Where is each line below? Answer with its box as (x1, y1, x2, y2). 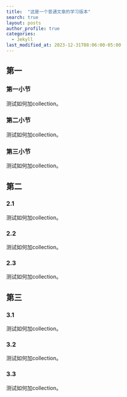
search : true (6, 14, 39, 20)
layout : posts (6, 20, 42, 26)
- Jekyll (11, 36, 33, 42)
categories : (6, 31, 36, 37)
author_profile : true (6, 25, 60, 32)
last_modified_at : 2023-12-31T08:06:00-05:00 (6, 42, 121, 48)
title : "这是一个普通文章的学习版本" (6, 8, 91, 15)
